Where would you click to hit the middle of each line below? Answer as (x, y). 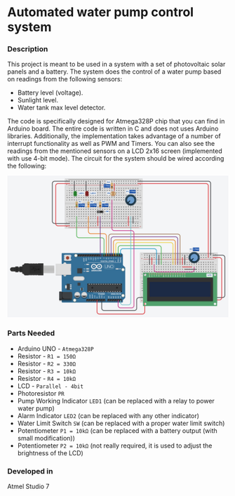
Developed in (30, 471)
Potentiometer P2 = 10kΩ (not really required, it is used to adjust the (115, 445)
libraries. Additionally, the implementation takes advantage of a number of (114, 136)
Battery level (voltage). (50, 93)
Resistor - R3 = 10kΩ (46, 371)
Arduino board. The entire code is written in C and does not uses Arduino (113, 129)
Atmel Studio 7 (28, 486)
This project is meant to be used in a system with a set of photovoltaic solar (116, 65)
